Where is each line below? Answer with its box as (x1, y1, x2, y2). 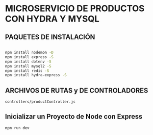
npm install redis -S (5, 68, 50, 73)
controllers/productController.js (5, 99, 76, 104)
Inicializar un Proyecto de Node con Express (5, 112, 143, 121)
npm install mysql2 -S (5, 64, 51, 68)
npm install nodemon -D (5, 50, 54, 55)
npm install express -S (5, 54, 54, 59)
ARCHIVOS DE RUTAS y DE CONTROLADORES (5, 86, 149, 94)
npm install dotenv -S (5, 59, 51, 64)
